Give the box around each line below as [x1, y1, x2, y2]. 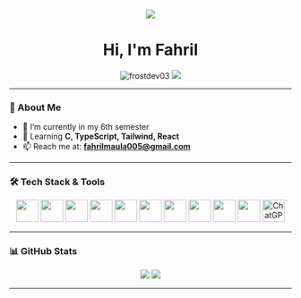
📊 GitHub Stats [9, 245, 78, 258]
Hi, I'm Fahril [102, 40, 199, 60]
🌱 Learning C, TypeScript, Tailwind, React [21, 131, 180, 142]
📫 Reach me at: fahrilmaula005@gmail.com [21, 141, 191, 152]
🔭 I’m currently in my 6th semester [21, 122, 150, 132]
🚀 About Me [9, 101, 62, 114]
